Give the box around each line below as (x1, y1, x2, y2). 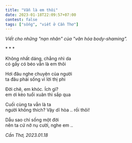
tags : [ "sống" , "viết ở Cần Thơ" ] (5, 21, 79, 27)
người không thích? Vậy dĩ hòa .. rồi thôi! (5, 107, 90, 113)
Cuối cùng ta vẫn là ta (5, 102, 51, 108)
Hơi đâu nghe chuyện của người (5, 71, 72, 77)
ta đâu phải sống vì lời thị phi (5, 76, 66, 82)
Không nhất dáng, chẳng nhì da (5, 56, 71, 62)
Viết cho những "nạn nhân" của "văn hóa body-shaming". (5, 36, 127, 42)
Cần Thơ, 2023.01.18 (5, 132, 48, 138)
